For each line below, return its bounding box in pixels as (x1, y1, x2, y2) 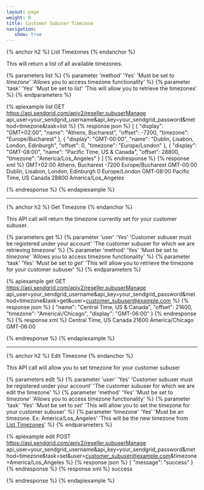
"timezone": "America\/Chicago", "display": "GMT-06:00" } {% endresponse (6, 310, 197, 317)
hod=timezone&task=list (6, 122, 67, 130)
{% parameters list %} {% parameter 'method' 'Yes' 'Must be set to (6, 72, 175, 79)
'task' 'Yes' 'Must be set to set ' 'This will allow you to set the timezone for (6, 402, 190, 409)
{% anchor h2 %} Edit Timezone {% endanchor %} (6, 352, 134, 360)
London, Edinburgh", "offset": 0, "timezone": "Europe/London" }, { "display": (6, 142, 197, 149)
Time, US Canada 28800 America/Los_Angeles (6, 174, 124, 181)
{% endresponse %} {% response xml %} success (6, 465, 133, 472)
